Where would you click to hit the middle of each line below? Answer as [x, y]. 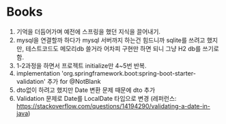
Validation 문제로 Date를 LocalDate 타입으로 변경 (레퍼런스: [96, 98]
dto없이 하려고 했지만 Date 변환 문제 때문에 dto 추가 [86, 90]
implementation [38, 73]
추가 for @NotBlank [74, 81]
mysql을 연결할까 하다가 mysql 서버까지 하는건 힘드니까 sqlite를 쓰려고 [111, 40]
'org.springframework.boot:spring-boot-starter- [129, 73]
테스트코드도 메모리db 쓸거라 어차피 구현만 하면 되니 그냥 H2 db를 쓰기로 [122, 48]
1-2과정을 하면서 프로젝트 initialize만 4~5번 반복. [82, 65]
